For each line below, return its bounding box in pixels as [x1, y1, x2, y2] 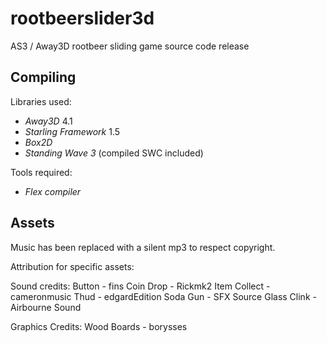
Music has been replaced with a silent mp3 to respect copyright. [10, 241, 276, 253]
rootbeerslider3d [10, 7, 155, 30]
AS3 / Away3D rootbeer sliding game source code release [10, 40, 250, 52]
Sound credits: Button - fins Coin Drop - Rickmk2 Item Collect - [10, 280, 271, 292]
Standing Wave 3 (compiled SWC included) [24, 147, 204, 159]
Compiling [10, 69, 77, 86]
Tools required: [10, 166, 73, 178]
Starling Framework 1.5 [24, 125, 121, 137]
